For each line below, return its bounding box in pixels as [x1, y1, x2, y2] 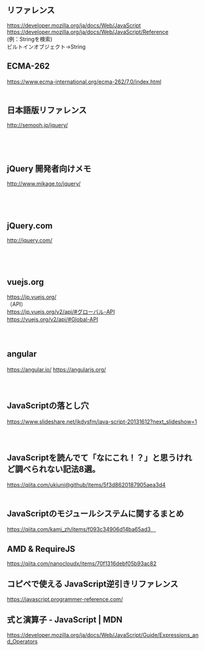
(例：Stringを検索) [7, 35, 53, 43]
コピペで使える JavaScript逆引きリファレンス [7, 579, 178, 590]
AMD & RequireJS [7, 543, 75, 554]
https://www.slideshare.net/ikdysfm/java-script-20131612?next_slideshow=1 [7, 418, 197, 425]
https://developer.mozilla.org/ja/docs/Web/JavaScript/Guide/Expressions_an [7, 631, 199, 638]
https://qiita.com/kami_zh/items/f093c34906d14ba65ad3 [7, 526, 151, 533]
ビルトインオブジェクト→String [7, 43, 86, 50]
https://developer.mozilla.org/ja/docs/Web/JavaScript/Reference [7, 28, 169, 35]
